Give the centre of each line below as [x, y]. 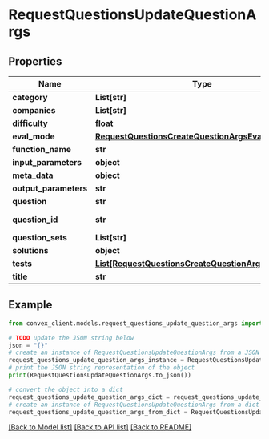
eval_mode [34, 136]
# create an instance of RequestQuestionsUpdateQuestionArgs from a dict [134, 405]
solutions [30, 250]
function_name [42, 149]
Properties [35, 61]
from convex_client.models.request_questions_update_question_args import [136, 323]
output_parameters [50, 188]
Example [30, 305]
